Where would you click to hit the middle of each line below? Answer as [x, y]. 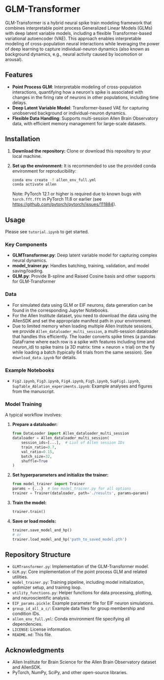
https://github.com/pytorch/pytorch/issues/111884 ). [64, 204]
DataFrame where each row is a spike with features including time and [83, 342]
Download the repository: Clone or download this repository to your [82, 151]
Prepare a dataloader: [35, 425]
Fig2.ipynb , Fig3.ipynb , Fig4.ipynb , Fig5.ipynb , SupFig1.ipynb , [76, 381]
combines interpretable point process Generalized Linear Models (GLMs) [79, 28]
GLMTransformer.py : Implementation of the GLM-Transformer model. [81, 567]
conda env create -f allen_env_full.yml [54, 180]
